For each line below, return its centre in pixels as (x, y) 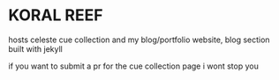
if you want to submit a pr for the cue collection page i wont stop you (134, 66)
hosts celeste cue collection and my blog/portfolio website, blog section (139, 40)
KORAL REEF (56, 15)
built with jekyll (35, 48)
